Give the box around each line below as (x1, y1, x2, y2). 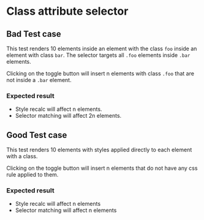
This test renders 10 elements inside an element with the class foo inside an (6, 45, 197, 52)
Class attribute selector (6, 4, 129, 18)
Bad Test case (6, 29, 61, 39)
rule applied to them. (6, 171, 59, 178)
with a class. (6, 153, 38, 160)
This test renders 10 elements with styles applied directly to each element (6, 146, 192, 154)
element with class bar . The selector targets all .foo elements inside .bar (6, 51, 191, 59)
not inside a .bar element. (6, 77, 72, 83)
